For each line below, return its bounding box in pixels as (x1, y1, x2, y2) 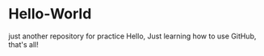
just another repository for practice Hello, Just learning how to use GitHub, (8, 31, 257, 41)
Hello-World (8, 5, 92, 23)
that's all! (8, 39, 39, 49)
